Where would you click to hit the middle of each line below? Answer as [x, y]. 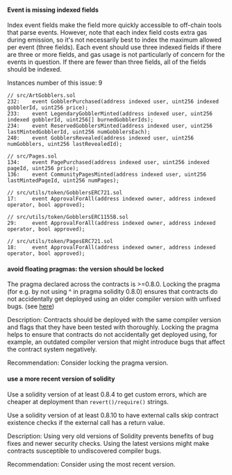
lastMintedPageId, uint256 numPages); [63, 181]
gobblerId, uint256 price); [48, 108]
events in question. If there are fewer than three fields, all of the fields [107, 62]
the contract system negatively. [52, 349]
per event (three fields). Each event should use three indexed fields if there [114, 47]
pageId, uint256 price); [43, 169]
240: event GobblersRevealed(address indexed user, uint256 [101, 138]
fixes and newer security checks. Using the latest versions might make [108, 443]
